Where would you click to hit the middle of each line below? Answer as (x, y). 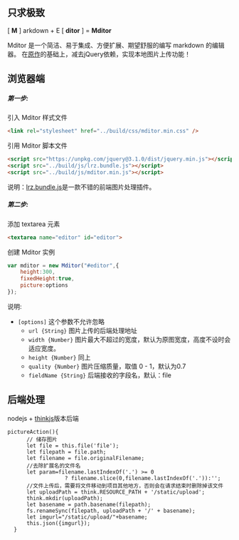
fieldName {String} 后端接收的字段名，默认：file (100, 375)
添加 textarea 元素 (34, 224)
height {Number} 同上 (59, 357)
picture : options (44, 285)
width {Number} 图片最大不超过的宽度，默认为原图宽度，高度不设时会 (129, 339)
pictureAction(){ (33, 432)
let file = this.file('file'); (73, 445)
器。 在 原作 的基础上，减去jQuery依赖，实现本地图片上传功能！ (99, 54)
